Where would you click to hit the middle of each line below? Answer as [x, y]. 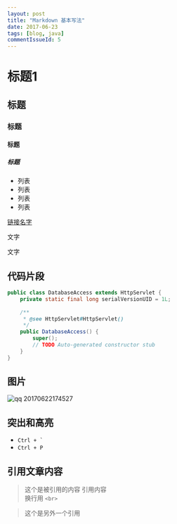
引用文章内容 [35, 471]
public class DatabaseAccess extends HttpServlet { [84, 293]
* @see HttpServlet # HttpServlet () [73, 319]
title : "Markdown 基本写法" [46, 20]
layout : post [26, 14]
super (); [45, 338]
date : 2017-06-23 [33, 27]
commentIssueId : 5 [34, 40]
